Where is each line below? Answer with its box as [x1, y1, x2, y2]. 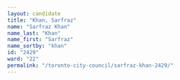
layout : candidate [7, 10, 61, 17]
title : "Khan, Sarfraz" [7, 17, 77, 24]
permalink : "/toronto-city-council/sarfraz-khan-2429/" [7, 62, 174, 69]
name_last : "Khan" [7, 29, 61, 37]
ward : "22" [7, 56, 39, 63]
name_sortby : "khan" [7, 42, 68, 49]
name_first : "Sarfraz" [7, 36, 74, 43]
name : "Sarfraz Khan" [7, 23, 71, 30]
